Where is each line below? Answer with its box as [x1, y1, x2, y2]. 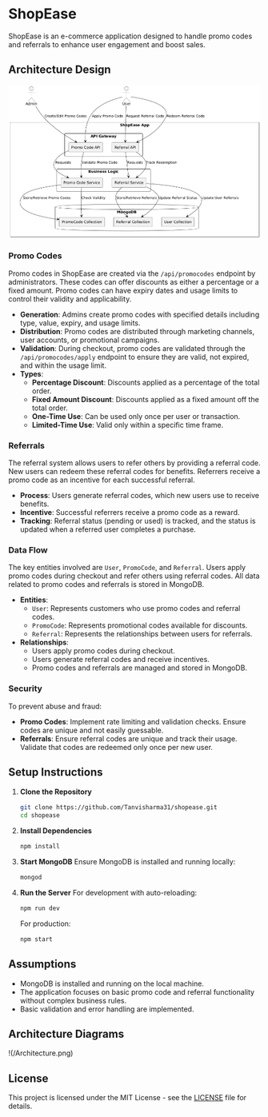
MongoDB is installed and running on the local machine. [19, 979, 204, 988]
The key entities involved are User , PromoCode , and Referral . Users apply [8, 563, 246, 572]
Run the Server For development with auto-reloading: [19, 888, 198, 897]
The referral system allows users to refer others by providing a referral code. [8, 458, 261, 468]
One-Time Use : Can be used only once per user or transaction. [31, 411, 241, 421]
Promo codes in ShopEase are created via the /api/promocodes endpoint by [8, 269, 256, 278]
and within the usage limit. [19, 361, 106, 370]
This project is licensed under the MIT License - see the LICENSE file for [8, 1093, 246, 1103]
